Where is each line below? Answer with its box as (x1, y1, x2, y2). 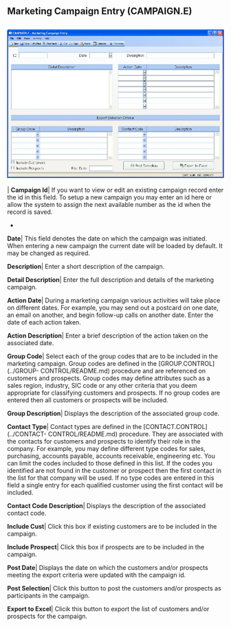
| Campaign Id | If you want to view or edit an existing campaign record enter (7, 186, 224, 195)
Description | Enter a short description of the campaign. (7, 263, 165, 271)
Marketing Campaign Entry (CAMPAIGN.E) (7, 5, 192, 17)
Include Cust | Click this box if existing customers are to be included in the (7, 522, 217, 531)
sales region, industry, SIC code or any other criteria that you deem (7, 382, 197, 390)
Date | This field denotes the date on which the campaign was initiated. (7, 234, 208, 243)
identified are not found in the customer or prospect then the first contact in (7, 467, 222, 475)
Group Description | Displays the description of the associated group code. (7, 409, 220, 418)
